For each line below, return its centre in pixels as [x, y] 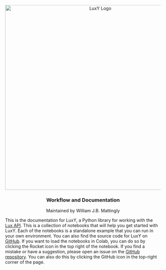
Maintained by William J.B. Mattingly [83, 211]
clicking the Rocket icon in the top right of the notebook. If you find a [75, 246]
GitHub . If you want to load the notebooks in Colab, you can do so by [75, 241]
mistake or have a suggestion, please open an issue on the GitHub [72, 252]
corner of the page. [25, 262]
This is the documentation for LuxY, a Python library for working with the [79, 220]
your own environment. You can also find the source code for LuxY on [76, 236]
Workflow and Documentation [83, 200]
